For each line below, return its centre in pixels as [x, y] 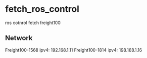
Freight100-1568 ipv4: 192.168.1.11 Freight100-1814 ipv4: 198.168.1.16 [73, 50]
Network [19, 38]
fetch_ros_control [42, 9]
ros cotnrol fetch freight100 [33, 23]
